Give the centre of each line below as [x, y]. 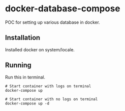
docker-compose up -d [27, 103]
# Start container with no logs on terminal [51, 99]
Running [18, 65]
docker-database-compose [63, 9]
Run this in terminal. [25, 77]
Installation [23, 38]
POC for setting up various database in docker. [52, 22]
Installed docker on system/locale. [40, 49]
